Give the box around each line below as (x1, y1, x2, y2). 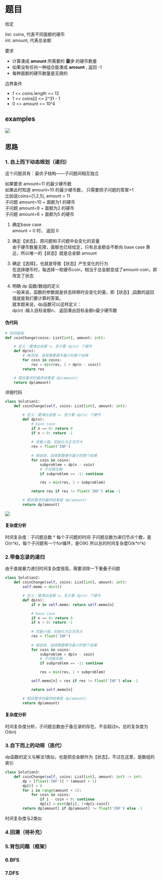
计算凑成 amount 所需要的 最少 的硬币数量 (12, 58, 97, 64)
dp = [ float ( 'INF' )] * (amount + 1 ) (22, 779, 97, 784)
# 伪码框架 (5, 331, 24, 336)
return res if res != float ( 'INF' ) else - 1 (31, 489, 121, 494)
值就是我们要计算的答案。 (12, 295, 64, 301)
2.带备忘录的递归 (5, 554, 45, 561)
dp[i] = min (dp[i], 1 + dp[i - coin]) (39, 802, 110, 806)
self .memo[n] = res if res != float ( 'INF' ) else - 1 (31, 678, 138, 684)
